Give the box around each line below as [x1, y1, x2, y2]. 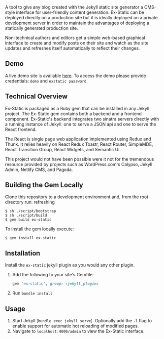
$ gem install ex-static [5, 236, 56, 241]
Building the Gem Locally [5, 181, 84, 189]
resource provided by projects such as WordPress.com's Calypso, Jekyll [5, 161, 153, 167]
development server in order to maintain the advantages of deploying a [5, 20, 149, 26]
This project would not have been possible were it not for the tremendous [5, 156, 154, 162]
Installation [5, 249, 40, 257]
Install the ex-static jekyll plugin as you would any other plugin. [5, 262, 135, 268]
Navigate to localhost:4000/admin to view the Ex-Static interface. [12, 328, 145, 334]
